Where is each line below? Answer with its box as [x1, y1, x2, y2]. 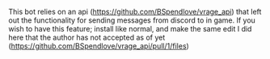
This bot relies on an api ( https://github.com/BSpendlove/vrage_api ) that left [8, 7, 262, 16]
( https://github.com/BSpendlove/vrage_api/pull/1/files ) [8, 41, 190, 51]
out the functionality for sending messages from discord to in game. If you [8, 15, 256, 25]
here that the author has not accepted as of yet [8, 32, 166, 42]
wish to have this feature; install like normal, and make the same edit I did [8, 24, 252, 33]
